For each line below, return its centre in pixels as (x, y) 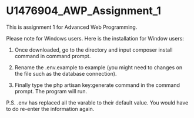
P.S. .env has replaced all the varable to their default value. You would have (97, 102)
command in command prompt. (53, 56)
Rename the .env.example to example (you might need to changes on (98, 67)
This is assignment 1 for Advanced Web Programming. (72, 27)
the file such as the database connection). (66, 73)
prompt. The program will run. (51, 91)
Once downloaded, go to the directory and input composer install (93, 50)
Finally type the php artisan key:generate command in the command (97, 85)
